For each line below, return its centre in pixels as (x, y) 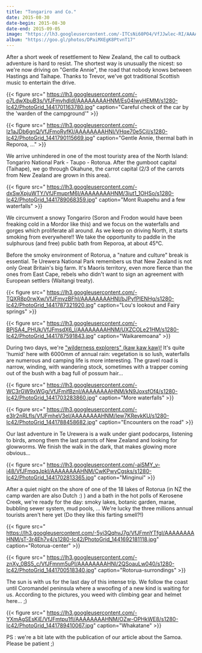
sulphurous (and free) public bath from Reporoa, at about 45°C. (85, 243)
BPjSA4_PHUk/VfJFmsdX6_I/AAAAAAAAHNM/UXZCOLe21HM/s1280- (93, 330)
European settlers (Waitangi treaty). (50, 280)
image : (14, 34)
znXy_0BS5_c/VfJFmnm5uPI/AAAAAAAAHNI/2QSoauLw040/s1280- (90, 564)
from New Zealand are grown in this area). (59, 175)
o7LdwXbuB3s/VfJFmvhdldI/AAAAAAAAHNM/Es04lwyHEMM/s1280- (92, 101)
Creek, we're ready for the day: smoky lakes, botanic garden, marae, (91, 502)
